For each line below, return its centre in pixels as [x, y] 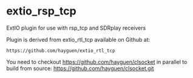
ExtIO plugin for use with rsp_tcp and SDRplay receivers [76, 28]
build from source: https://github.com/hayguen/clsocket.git [80, 68]
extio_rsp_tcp [42, 11]
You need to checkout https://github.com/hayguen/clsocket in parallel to [97, 62]
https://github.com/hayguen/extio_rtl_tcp [61, 50]
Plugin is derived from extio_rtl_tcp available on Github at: [78, 39]
